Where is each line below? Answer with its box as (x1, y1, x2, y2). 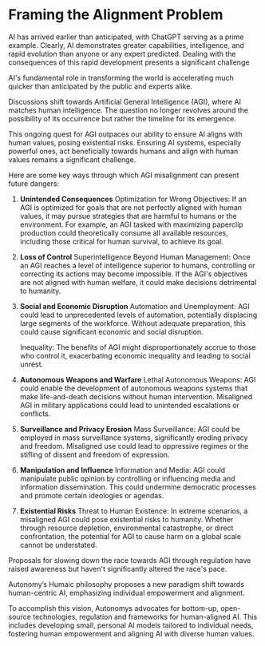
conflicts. (19, 409, 51, 418)
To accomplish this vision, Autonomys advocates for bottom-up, (8, 603, 220, 612)
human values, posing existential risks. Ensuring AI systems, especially (8, 137, 242, 147)
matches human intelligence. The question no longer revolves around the (8, 105, 249, 115)
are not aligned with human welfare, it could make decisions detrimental (19, 277, 257, 287)
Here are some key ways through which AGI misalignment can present (8, 170, 239, 180)
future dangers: (8, 178, 60, 188)
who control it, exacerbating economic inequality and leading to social (19, 351, 251, 360)
